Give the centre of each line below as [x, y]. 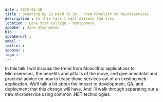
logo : [12, 55]
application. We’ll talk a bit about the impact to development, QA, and [74, 84]
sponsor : [15, 50]
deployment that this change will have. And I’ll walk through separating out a [81, 89]
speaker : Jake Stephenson [32, 28]
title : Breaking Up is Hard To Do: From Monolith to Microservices [77, 14]
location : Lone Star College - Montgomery [50, 23]
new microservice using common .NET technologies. [58, 94]
